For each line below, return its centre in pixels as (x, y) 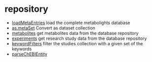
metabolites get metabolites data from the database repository (75, 33)
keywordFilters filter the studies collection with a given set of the (77, 43)
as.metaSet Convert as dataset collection (53, 28)
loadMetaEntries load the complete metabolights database (71, 23)
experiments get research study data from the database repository (79, 38)
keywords (22, 49)
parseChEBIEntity (30, 54)
